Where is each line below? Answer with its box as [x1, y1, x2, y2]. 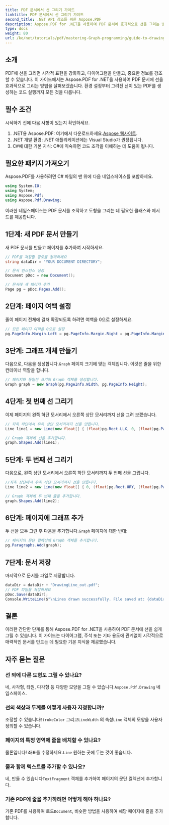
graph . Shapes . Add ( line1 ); [5, 440, 59, 445]
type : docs [5, 26, 28, 31]
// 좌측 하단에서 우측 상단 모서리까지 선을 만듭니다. [5, 422, 101, 427]
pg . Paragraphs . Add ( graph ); [5, 543, 62, 548]
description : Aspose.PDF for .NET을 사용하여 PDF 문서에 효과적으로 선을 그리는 [5, 21, 160, 27]
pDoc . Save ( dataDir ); [5, 592, 49, 597]
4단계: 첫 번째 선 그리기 [5, 397, 73, 406]
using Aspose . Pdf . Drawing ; [5, 198, 62, 203]
